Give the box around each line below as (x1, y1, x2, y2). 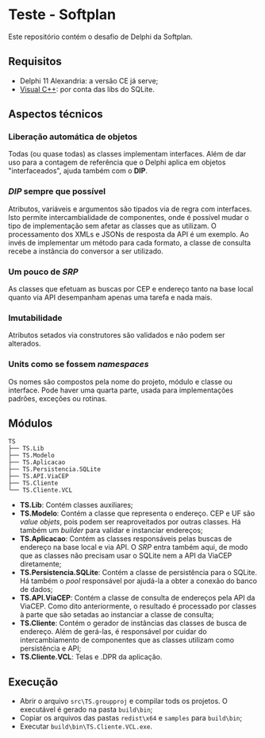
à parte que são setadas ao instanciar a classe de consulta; (19, 610, 214, 620)
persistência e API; (19, 643, 82, 653)
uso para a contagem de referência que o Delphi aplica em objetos (8, 157, 226, 168)
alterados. (8, 339, 41, 349)
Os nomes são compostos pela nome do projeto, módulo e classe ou (8, 377, 232, 386)
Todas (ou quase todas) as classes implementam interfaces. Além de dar (8, 149, 247, 159)
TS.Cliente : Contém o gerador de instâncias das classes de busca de (19, 618, 248, 628)
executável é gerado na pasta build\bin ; (19, 705, 153, 714)
